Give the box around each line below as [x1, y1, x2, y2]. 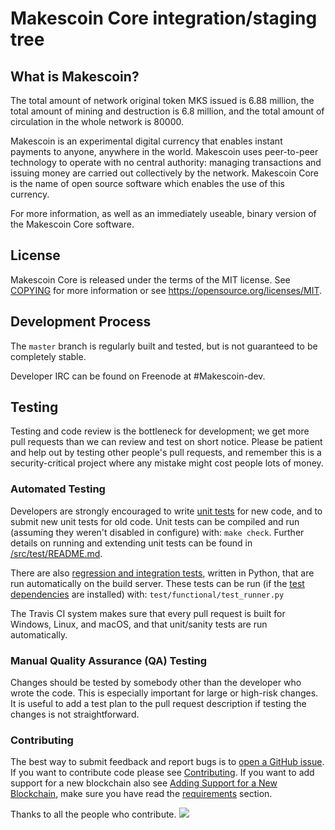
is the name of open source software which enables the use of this [10, 178, 285, 189]
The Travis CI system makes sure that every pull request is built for [10, 607, 286, 619]
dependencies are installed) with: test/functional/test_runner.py [10, 588, 285, 600]
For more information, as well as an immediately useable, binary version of [10, 208, 317, 219]
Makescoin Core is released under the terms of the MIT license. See [10, 273, 291, 286]
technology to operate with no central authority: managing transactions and [10, 157, 322, 168]
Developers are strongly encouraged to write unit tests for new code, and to [10, 505, 323, 517]
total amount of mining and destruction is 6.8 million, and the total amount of [10, 105, 325, 117]
